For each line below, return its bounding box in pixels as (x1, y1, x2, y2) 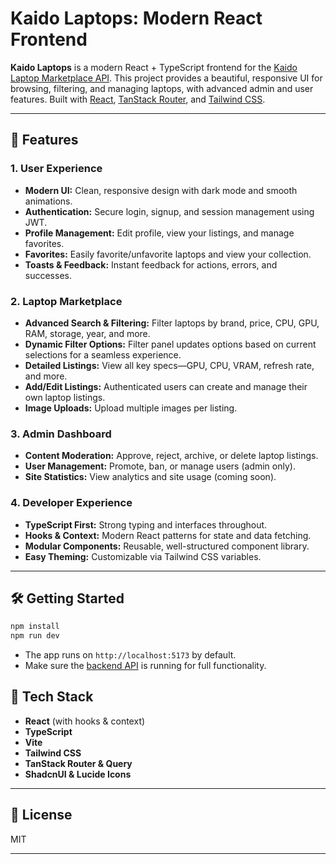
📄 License (10, 807, 73, 824)
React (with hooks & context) (24, 715, 146, 727)
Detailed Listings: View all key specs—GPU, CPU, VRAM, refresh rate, (24, 359, 315, 371)
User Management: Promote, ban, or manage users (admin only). (24, 460, 296, 472)
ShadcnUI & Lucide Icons (24, 768, 132, 780)
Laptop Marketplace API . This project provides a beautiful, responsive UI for (10, 72, 323, 84)
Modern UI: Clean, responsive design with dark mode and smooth (24, 184, 298, 196)
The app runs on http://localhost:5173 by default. (24, 649, 237, 661)
